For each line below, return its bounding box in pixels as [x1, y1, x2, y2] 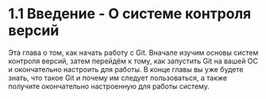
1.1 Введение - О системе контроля [8, 5, 252, 23]
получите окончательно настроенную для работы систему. [8, 81, 210, 91]
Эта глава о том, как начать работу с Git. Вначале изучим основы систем [8, 48, 259, 57]
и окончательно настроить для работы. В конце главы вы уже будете [8, 64, 244, 74]
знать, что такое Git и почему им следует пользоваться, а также [8, 73, 228, 82]
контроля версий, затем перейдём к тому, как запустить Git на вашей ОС [8, 56, 259, 66]
